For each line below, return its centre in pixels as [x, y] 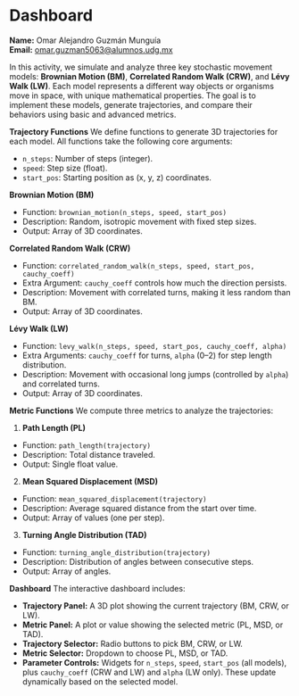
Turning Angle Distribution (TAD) [84, 534]
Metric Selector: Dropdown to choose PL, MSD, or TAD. [125, 653]
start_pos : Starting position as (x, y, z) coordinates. [117, 177]
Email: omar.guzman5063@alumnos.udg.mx [91, 49]
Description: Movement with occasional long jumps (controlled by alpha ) [155, 374]
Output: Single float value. [70, 464]
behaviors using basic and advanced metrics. [93, 114]
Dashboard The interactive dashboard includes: [97, 588]
